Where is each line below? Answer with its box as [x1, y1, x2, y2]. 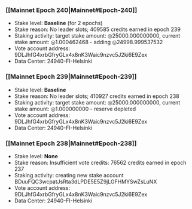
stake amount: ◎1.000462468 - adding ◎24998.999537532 [14, 39, 163, 46]
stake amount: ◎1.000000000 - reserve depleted [14, 105, 136, 112]
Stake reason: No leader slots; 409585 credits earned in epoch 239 [14, 26, 181, 33]
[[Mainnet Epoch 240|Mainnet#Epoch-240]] [5, 6, 138, 14]
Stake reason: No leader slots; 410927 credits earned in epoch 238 [14, 93, 180, 100]
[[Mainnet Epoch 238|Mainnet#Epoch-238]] [5, 139, 137, 147]
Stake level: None [14, 152, 58, 159]
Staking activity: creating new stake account [14, 171, 124, 179]
